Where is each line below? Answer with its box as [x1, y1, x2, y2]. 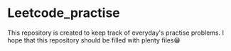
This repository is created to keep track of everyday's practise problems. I [7, 28, 224, 37]
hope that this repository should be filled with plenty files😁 [7, 35, 181, 44]
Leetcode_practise [7, 5, 121, 21]
